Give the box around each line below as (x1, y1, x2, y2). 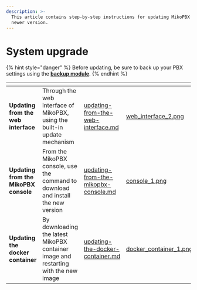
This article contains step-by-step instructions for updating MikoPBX (11, 14, 191, 20)
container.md (83, 253, 121, 261)
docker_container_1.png (125, 245, 193, 253)
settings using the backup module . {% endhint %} (6, 70, 128, 77)
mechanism (42, 138, 74, 146)
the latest (42, 230, 69, 238)
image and (42, 253, 72, 261)
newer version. (11, 19, 49, 25)
